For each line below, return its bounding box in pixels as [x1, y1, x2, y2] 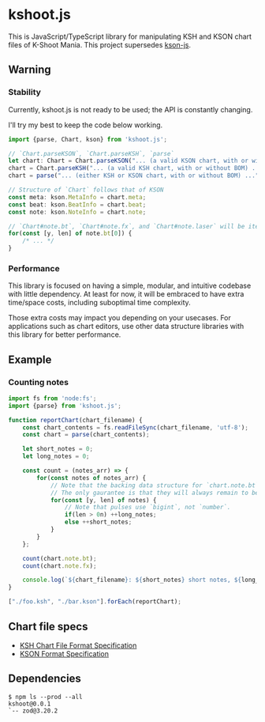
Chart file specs [8, 619, 88, 633]
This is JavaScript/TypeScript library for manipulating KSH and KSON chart [8, 32, 252, 41]
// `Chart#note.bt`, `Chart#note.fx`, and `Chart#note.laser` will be [8, 222, 245, 230]
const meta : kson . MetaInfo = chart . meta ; [8, 193, 147, 201]
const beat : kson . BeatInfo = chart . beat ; [8, 200, 147, 209]
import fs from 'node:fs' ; [8, 394, 97, 403]
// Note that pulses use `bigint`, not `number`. [64, 504, 231, 512]
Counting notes [8, 376, 69, 387]
